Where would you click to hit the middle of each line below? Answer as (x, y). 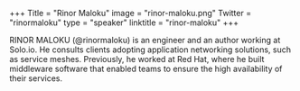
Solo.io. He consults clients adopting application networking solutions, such (150, 50)
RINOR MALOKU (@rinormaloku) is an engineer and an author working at (145, 40)
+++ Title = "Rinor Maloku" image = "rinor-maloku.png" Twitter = (130, 13)
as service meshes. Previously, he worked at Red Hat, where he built (137, 59)
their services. (36, 78)
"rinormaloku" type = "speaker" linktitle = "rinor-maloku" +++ (124, 23)
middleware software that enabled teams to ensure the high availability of (146, 68)
